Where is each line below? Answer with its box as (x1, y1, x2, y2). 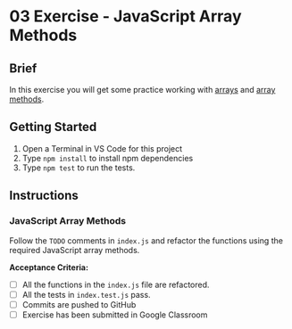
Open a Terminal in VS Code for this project (21, 143, 183, 153)
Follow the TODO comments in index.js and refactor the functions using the (9, 234, 284, 246)
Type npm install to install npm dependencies (21, 152, 194, 163)
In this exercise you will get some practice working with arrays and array (9, 85, 276, 95)
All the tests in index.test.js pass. (21, 289, 151, 300)
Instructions (9, 188, 79, 203)
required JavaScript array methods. (9, 244, 140, 255)
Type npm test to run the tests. (21, 162, 136, 173)
